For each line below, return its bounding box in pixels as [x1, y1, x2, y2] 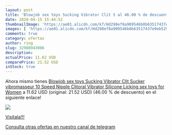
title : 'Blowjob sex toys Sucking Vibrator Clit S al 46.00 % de [5, 12, 147, 17]
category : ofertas [5, 36, 45, 41]
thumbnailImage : [5, 21, 40, 27]
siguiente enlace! [5, 95, 41, 101]
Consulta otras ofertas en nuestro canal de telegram [5, 124, 116, 130]
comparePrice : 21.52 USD [5, 60, 58, 65]
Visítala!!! [5, 114, 25, 120]
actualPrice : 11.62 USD [5, 55, 56, 60]
